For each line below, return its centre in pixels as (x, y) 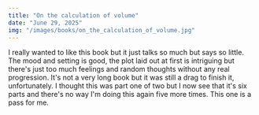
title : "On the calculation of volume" (74, 15)
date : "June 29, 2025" (45, 23)
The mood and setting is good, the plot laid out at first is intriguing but (121, 61)
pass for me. (29, 102)
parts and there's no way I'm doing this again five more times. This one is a (130, 95)
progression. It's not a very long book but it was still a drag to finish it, (121, 78)
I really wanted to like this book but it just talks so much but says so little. (126, 53)
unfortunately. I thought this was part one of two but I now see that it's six (128, 86)
